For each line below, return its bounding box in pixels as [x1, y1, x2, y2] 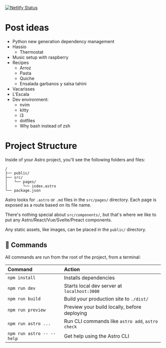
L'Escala [12, 91, 30, 97]
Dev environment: [12, 96, 49, 102]
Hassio [12, 44, 27, 50]
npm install [7, 275, 36, 280]
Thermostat [19, 49, 43, 55]
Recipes [12, 60, 29, 66]
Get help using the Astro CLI [64, 333, 129, 340]
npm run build [7, 296, 41, 301]
